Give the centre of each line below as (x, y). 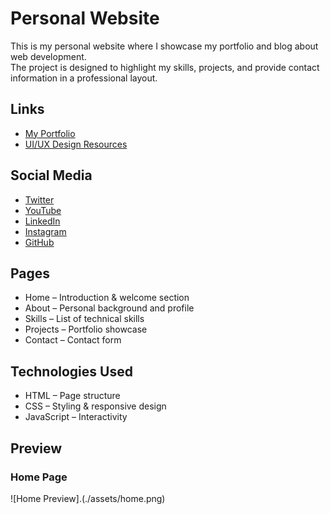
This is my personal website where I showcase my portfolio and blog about (164, 46)
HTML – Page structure (72, 396)
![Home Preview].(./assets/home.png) (88, 498)
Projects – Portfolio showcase (86, 329)
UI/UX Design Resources (76, 144)
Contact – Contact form (73, 340)
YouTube (43, 210)
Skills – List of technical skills (84, 319)
